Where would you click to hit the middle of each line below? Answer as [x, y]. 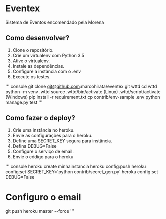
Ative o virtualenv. [31, 61]
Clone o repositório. [33, 50]
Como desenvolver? [37, 38]
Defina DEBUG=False [34, 146]
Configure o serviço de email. [43, 151]
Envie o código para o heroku [43, 157]
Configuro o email [43, 197]
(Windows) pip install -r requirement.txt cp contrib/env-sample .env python [83, 97]
